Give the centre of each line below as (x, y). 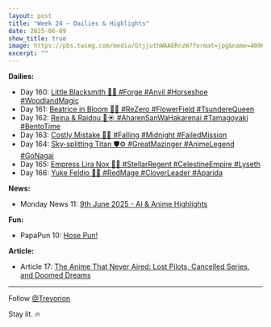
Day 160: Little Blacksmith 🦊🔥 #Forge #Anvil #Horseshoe (114, 92)
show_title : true (38, 38)
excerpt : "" (28, 53)
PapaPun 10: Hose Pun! (59, 235)
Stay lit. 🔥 (24, 314)
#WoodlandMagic (49, 101)
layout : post (30, 16)
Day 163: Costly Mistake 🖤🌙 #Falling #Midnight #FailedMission (123, 135)
